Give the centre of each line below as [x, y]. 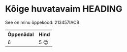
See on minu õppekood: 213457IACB [42, 22]
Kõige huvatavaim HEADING [64, 9]
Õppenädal [21, 34]
